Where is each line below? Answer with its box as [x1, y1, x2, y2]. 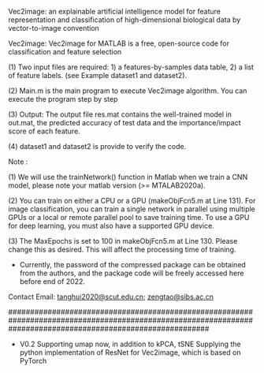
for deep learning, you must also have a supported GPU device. [8, 221, 214, 230]
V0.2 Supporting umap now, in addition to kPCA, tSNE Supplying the [19, 339, 242, 349]
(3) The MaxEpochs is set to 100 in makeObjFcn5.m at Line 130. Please [8, 237, 238, 245]
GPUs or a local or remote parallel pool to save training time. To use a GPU [8, 213, 250, 222]
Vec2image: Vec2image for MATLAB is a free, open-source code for [8, 39, 230, 48]
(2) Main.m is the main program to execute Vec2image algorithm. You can [8, 86, 247, 95]
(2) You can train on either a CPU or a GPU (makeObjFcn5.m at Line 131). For [8, 196, 256, 205]
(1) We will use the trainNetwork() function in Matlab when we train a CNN [8, 173, 248, 181]
